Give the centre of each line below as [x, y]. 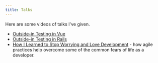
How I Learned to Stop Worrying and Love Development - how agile [83, 44]
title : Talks [19, 10]
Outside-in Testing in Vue [39, 33]
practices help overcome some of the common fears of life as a [78, 49]
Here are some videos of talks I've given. [48, 24]
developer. [23, 55]
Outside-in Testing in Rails [39, 39]
